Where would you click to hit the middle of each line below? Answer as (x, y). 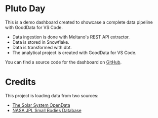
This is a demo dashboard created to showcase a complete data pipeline (79, 22)
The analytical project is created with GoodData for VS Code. (74, 53)
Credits (20, 82)
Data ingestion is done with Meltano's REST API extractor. (71, 37)
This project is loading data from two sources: (52, 95)
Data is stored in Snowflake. (41, 42)
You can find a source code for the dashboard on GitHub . (63, 62)
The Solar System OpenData (41, 105)
